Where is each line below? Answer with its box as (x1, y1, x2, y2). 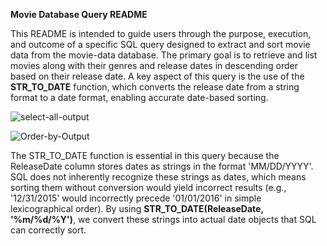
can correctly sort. (10, 224, 87, 236)
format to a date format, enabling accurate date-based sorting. (10, 92, 269, 103)
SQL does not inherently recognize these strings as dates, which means (10, 171, 307, 183)
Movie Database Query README (10, 9, 148, 20)
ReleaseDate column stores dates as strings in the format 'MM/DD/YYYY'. (10, 160, 314, 172)
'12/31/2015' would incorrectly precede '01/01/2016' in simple (10, 192, 262, 204)
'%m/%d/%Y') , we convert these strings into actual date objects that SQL (10, 214, 317, 225)
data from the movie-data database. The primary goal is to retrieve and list (10, 49, 318, 61)
